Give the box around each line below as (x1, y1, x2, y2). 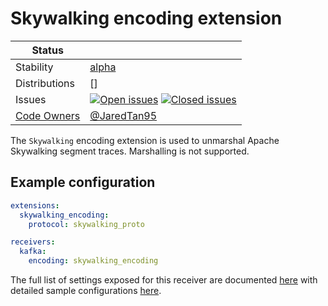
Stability (15, 60, 54, 74)
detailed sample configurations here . (10, 285, 162, 296)
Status (31, 43, 64, 57)
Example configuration (10, 174, 156, 191)
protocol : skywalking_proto (28, 219, 145, 229)
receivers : (10, 237, 56, 247)
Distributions (15, 76, 76, 90)
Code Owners (15, 108, 81, 122)
